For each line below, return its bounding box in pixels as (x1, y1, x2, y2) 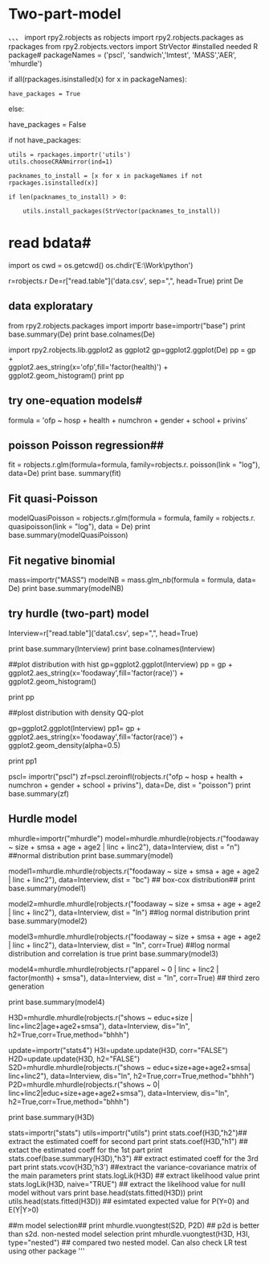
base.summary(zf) (8, 788, 70, 798)
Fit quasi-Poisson (8, 492, 98, 506)
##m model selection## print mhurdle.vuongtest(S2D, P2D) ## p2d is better (8, 1221, 260, 1230)
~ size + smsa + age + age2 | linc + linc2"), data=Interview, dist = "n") (8, 842, 241, 852)
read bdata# (8, 234, 92, 252)
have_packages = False (8, 119, 87, 129)
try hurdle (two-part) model (8, 607, 149, 621)
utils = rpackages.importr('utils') (8, 151, 131, 159)
